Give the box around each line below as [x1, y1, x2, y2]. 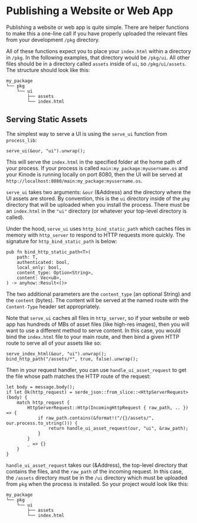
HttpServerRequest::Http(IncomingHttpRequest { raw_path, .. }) [27, 404, 189, 411]
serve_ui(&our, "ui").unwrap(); [6, 148, 86, 154]
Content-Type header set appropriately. [6, 303, 101, 310]
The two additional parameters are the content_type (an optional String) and [6, 290, 191, 298]
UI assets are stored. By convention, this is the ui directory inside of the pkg [6, 195, 190, 202]
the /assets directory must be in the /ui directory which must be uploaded [6, 474, 188, 481]
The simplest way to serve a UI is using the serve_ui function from [6, 130, 168, 137]
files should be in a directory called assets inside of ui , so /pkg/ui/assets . [6, 60, 187, 67]
